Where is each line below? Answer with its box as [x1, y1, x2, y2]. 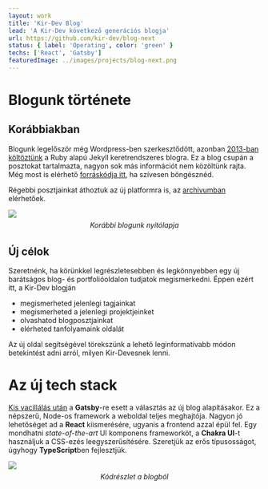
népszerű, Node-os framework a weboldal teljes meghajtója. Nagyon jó [8, 411, 243, 421]
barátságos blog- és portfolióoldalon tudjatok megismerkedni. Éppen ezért [8, 274, 254, 285]
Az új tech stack [8, 376, 118, 394]
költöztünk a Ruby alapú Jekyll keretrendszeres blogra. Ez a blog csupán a [8, 152, 254, 162]
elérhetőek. [8, 193, 46, 203]
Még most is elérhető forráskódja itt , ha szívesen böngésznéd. [8, 169, 214, 179]
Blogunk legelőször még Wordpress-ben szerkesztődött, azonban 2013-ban [8, 143, 259, 153]
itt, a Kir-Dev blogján [8, 283, 76, 293]
